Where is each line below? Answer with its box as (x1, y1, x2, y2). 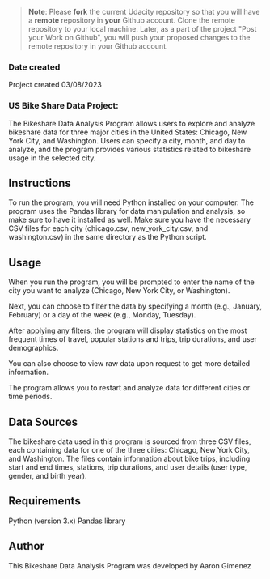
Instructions (8, 176, 71, 189)
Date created (8, 61, 61, 72)
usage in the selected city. (8, 153, 96, 163)
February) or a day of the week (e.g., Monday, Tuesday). (8, 310, 196, 320)
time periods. (8, 392, 53, 402)
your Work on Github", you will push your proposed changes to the (27, 32, 251, 42)
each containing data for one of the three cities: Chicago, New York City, (8, 445, 251, 455)
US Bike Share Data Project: (8, 100, 119, 112)
